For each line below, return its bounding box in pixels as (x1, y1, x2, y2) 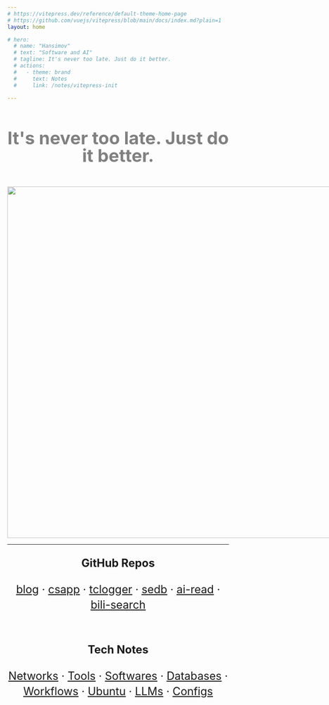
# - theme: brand (13, 68, 71, 76)
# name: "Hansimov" (13, 43, 71, 50)
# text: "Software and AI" (13, 49, 93, 56)
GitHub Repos (81, 556, 155, 570)
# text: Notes (13, 75, 68, 82)
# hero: (7, 36, 30, 43)
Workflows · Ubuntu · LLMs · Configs (23, 685, 213, 699)
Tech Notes (87, 642, 149, 657)
